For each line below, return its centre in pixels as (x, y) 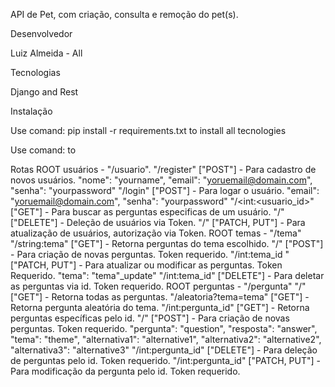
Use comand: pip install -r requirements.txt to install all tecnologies (148, 130)
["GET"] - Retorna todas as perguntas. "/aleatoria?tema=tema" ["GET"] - (160, 297)
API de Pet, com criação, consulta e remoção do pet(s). (124, 14)
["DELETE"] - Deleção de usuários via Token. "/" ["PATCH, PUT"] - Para (158, 222)
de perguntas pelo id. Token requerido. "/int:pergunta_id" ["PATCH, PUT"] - (166, 360)
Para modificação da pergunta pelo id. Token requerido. (125, 371)
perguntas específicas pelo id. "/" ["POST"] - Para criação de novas (150, 318)
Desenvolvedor (41, 33)
